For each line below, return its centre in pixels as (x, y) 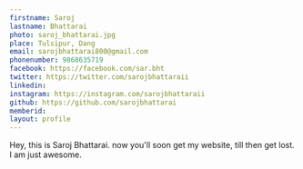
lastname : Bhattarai (49, 26)
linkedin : (28, 85)
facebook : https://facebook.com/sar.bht (87, 69)
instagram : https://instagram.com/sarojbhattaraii (107, 94)
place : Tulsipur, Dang (52, 43)
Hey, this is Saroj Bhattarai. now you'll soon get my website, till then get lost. (152, 145)
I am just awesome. (45, 154)
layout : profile (40, 119)
